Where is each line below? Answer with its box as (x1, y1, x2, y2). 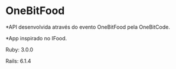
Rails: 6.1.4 (5, 57, 31, 64)
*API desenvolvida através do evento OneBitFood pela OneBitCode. (5, 23, 171, 30)
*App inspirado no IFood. (5, 34, 67, 42)
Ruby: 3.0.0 (5, 46, 34, 53)
